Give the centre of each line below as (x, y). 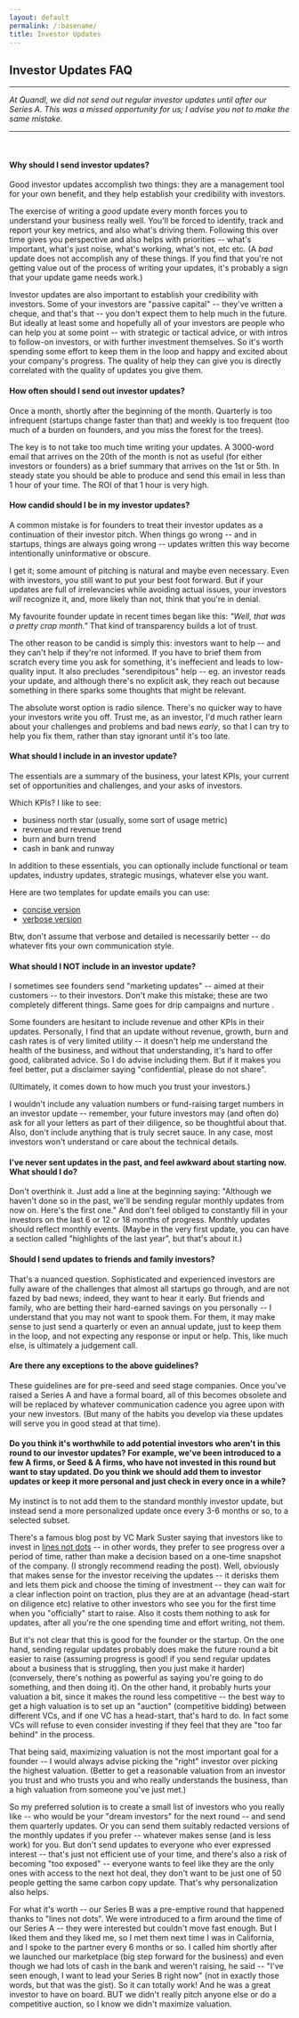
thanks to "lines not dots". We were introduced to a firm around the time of (146, 1919)
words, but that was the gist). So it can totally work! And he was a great (140, 1985)
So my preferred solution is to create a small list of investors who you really (147, 1807)
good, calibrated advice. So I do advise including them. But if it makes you (145, 1060)
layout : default (39, 17)
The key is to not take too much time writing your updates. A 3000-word (141, 447)
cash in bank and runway (68, 848)
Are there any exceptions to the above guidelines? (104, 1366)
